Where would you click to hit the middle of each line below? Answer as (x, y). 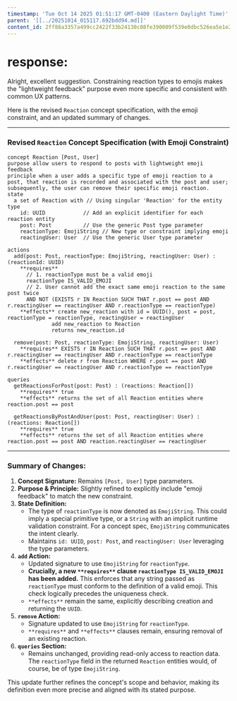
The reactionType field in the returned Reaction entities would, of (122, 661)
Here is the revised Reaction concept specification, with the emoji (103, 110)
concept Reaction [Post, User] (53, 157)
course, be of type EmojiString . (74, 669)
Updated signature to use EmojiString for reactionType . (109, 563)
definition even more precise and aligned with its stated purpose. (102, 690)
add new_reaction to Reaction (96, 324)
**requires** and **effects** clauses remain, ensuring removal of (125, 631)
